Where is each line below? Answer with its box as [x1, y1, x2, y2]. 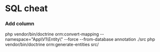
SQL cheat [5, 3, 48, 14]
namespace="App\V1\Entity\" [5, 36, 63, 42]
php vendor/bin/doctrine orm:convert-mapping [5, 31, 99, 37]
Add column [5, 20, 35, 27]
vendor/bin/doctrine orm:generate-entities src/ [5, 42, 99, 48]
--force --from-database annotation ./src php [64, 36, 156, 42]
